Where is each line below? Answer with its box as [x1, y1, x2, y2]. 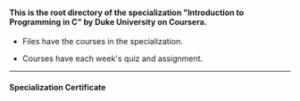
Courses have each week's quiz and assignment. [21, 53, 204, 64]
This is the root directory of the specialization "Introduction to [9, 7, 245, 18]
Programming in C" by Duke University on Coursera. [9, 16, 207, 27]
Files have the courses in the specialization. [21, 36, 183, 47]
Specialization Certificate [9, 82, 106, 92]
